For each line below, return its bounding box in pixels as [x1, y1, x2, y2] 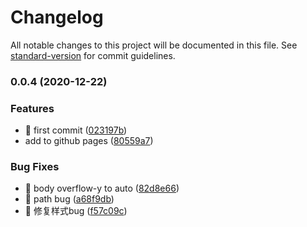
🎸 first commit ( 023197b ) [24, 124, 128, 136]
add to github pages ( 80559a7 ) [24, 135, 154, 147]
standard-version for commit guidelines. [10, 49, 176, 61]
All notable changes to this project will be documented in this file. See [10, 39, 298, 51]
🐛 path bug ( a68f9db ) [24, 193, 115, 205]
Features [10, 101, 55, 115]
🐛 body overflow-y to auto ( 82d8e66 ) [24, 182, 180, 195]
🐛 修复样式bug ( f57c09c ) [24, 205, 128, 217]
